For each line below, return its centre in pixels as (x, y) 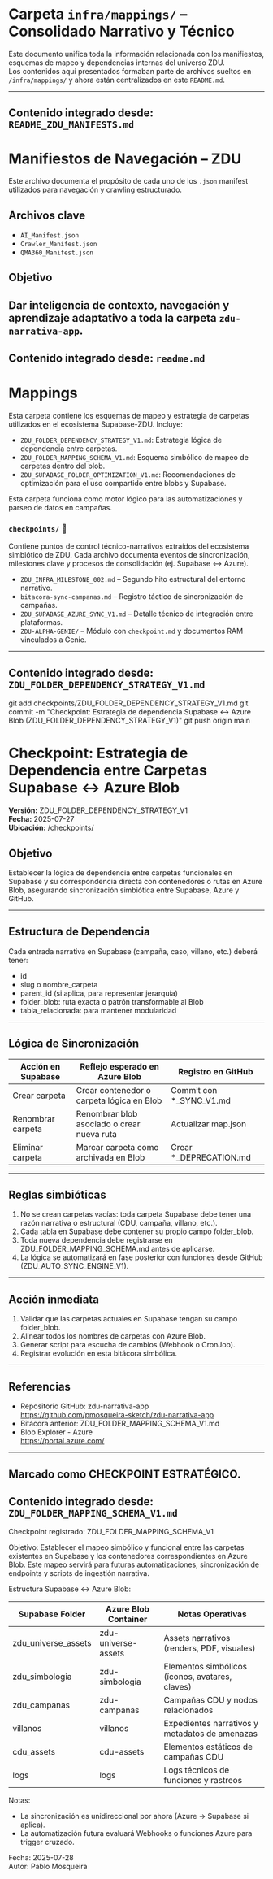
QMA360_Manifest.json (56, 253)
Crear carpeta (39, 1096)
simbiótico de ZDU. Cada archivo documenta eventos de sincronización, (129, 555)
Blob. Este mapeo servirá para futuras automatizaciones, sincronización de (134, 1564)
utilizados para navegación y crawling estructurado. (95, 190)
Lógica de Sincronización (74, 1044)
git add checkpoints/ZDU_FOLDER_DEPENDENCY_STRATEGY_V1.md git (128, 703)
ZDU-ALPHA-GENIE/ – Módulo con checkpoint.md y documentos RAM (132, 631)
